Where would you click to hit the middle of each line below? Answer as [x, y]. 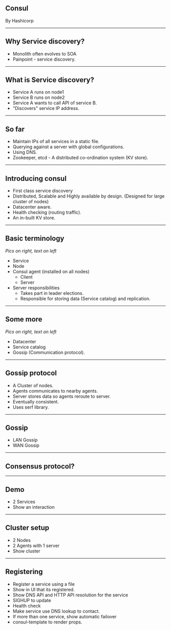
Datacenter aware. [32, 207]
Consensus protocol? [40, 466]
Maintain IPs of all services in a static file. [56, 142]
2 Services [24, 502]
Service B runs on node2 [39, 98]
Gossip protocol [31, 373]
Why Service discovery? [45, 42]
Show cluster [26, 551]
